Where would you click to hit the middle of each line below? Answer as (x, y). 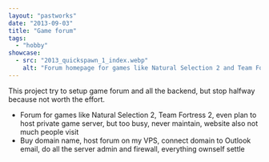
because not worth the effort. (57, 99)
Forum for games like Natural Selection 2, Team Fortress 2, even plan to (138, 115)
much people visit (49, 132)
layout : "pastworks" (43, 16)
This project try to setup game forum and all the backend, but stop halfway (132, 91)
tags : (17, 38)
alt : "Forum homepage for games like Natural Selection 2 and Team (137, 68)
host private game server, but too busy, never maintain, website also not (139, 123)
